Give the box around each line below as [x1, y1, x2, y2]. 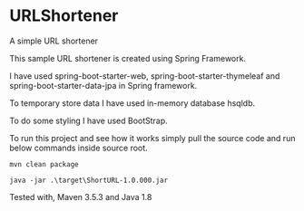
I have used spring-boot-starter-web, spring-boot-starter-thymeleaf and [9, 70, 280, 82]
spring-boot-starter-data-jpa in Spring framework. [9, 80, 198, 91]
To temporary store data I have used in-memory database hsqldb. [9, 97, 256, 109]
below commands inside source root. [9, 142, 148, 153]
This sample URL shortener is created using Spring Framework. [9, 53, 247, 63]
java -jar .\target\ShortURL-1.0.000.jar [9, 176, 169, 185]
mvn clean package [9, 159, 79, 168]
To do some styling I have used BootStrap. [9, 115, 168, 126]
